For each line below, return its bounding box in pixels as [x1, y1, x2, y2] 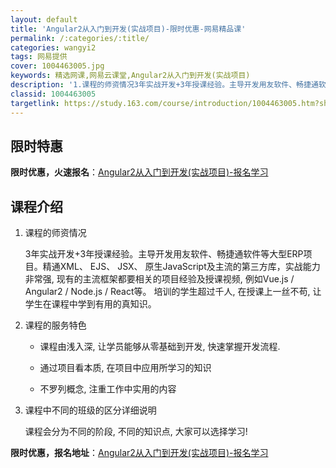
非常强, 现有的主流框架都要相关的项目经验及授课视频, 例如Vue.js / [24, 273, 295, 285]
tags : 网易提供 [10, 52, 68, 62]
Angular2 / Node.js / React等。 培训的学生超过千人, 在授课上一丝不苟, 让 [24, 286, 322, 298]
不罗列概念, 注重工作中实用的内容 [39, 383, 177, 395]
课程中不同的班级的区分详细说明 [24, 404, 157, 416]
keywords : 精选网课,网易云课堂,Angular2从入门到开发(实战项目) [10, 71, 251, 81]
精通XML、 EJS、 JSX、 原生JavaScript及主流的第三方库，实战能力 [42, 261, 321, 273]
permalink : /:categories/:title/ [10, 33, 150, 43]
